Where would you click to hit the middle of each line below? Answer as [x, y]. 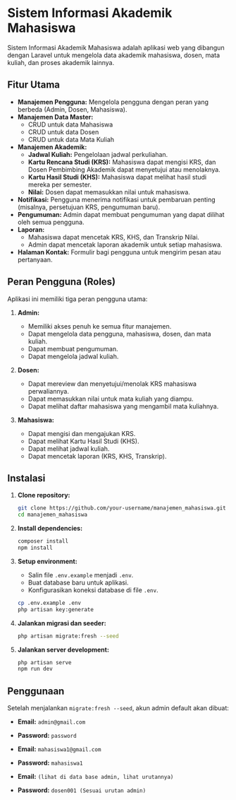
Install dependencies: [50, 529]
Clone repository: [44, 495]
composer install [43, 541]
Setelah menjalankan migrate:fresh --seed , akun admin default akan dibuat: [118, 708]
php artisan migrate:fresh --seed [68, 636]
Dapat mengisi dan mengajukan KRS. [82, 433]
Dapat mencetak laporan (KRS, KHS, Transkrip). [97, 456]
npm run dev [35, 669]
